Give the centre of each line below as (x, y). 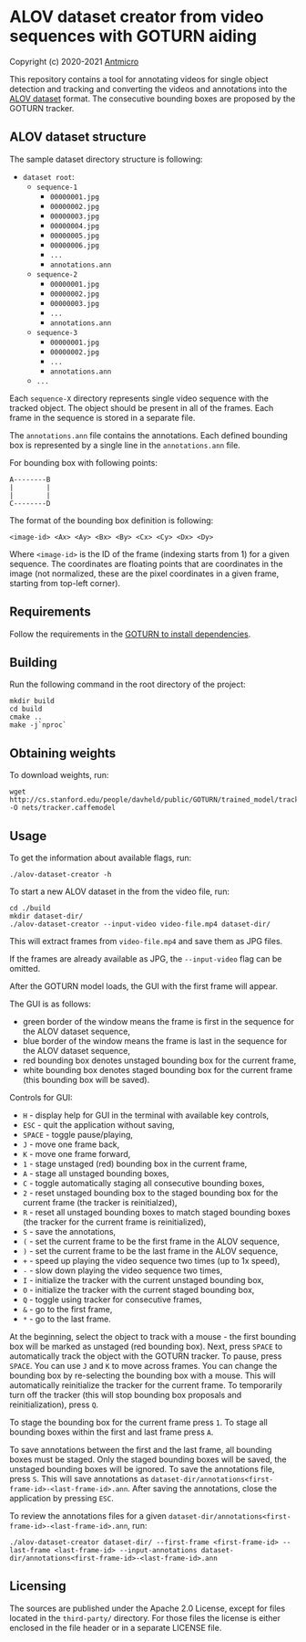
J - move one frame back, (71, 1144)
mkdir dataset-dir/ (46, 916)
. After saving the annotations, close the (202, 1489)
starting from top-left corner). (65, 583)
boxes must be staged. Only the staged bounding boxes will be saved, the (148, 1459)
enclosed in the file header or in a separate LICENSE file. (116, 1627)
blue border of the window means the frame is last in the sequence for (155, 1041)
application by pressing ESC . (61, 1498)
